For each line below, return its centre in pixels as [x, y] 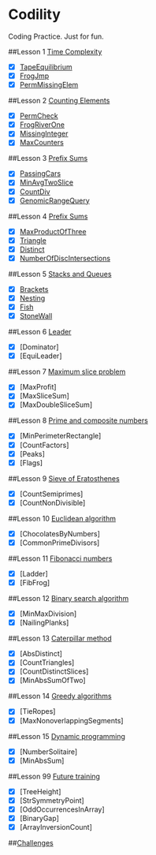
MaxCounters [42, 143]
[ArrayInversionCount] [56, 827]
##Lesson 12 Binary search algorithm [69, 599]
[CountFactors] [44, 445]
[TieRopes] [37, 711]
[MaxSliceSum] [44, 396]
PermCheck [39, 116]
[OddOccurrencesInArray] [62, 809]
